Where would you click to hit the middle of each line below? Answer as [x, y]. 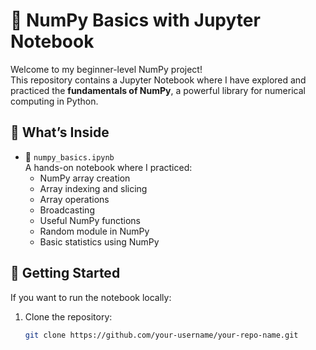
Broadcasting [67, 210]
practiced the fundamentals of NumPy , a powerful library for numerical [158, 90]
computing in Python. [54, 101]
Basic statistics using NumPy [99, 241]
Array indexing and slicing [93, 188]
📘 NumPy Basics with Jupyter [135, 20]
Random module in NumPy [94, 231]
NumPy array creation [85, 178]
